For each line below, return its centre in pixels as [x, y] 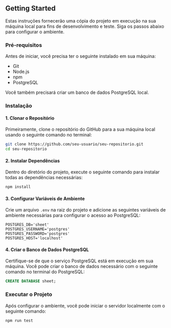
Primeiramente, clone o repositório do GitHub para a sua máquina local [80, 129]
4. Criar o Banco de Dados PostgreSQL [47, 249]
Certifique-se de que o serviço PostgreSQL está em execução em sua [79, 261]
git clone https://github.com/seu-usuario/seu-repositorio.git [74, 144]
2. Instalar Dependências [33, 161]
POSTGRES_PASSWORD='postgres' [38, 234]
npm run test [19, 320]
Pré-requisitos [24, 45]
